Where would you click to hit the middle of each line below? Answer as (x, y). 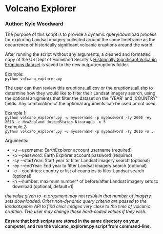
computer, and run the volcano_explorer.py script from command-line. (78, 226)
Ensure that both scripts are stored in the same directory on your (72, 221)
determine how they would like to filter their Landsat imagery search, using (80, 93)
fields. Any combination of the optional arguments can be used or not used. (81, 104)
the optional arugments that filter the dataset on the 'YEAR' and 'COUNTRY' (81, 98)
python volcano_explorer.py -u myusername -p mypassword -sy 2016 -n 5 (79, 132)
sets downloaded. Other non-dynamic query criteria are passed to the (76, 201)
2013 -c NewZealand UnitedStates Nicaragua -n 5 (55, 122)
